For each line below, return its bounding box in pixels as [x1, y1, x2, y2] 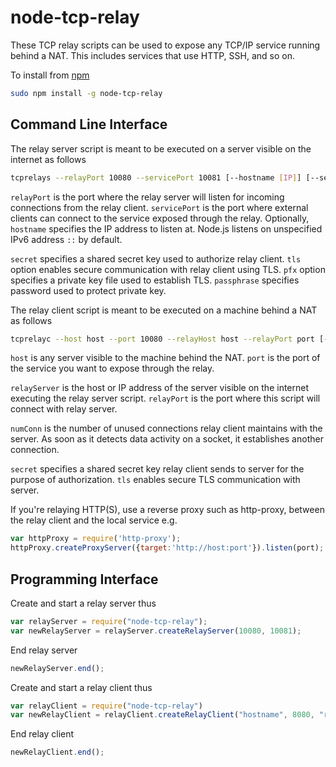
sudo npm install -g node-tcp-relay [10, 88, 163, 98]
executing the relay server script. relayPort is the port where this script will [10, 392, 321, 405]
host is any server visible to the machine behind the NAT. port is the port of [10, 352, 321, 364]
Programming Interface [10, 571, 159, 588]
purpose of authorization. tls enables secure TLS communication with [10, 474, 301, 486]
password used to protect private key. [10, 284, 167, 296]
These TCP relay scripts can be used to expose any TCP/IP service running [10, 39, 321, 51]
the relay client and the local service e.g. [10, 514, 178, 526]
